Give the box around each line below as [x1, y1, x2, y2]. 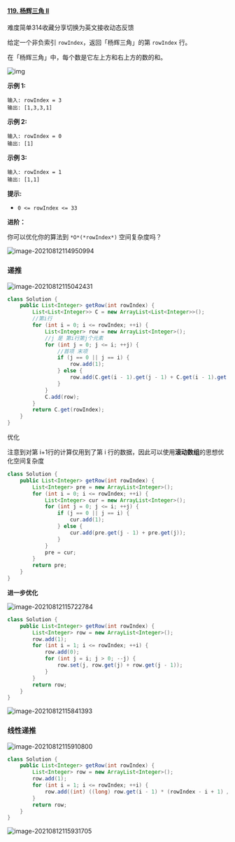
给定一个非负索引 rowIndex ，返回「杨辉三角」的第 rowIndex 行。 [7, 39, 192, 47]
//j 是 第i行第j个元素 [44, 334, 104, 341]
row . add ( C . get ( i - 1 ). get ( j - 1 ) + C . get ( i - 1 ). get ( [69, 374, 230, 381]
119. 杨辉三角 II [7, 6, 50, 15]
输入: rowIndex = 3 [7, 97, 62, 104]
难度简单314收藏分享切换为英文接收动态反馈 [7, 23, 134, 32]
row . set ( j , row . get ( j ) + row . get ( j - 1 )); [57, 662, 183, 669]
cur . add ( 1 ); [69, 516, 105, 524]
